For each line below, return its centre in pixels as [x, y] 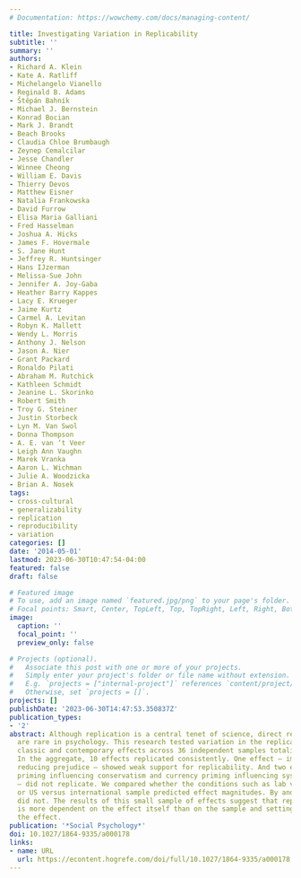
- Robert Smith [38, 401]
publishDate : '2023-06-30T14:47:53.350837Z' [94, 709]
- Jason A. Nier [39, 351]
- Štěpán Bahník [39, 101]
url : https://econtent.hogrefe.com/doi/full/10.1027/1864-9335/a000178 [154, 859]
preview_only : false [56, 643]
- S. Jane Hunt [38, 251]
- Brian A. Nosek [42, 485]
